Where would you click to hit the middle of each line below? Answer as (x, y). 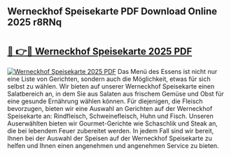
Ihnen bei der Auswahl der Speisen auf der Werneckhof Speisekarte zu (110, 138)
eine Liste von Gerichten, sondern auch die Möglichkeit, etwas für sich (109, 79)
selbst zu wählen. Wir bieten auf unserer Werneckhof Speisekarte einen (111, 86)
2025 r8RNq (34, 23)
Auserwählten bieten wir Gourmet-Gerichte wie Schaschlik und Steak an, (113, 124)
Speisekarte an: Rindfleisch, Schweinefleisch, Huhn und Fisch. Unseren (110, 116)
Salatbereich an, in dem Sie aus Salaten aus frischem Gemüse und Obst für (115, 94)
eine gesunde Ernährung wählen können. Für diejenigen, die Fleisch (105, 101)
